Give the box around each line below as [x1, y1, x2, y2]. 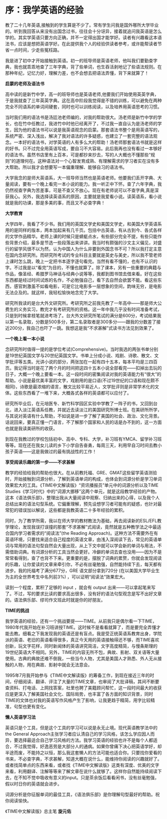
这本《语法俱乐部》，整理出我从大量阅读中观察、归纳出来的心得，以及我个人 [5, 494, 160, 500]
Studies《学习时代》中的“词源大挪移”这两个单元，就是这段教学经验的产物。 [5, 488, 160, 494]
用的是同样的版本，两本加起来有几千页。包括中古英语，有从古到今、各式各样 [5, 227, 162, 233]
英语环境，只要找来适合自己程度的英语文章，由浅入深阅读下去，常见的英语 [5, 536, 158, 542]
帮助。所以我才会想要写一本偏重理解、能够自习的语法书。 [9, 164, 127, 170]
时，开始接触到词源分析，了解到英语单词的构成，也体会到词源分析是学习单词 [5, 476, 162, 482]
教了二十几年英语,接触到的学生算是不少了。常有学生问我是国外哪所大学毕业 [5, 22, 159, 28]
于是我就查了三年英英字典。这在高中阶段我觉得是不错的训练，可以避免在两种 [5, 97, 162, 103]
